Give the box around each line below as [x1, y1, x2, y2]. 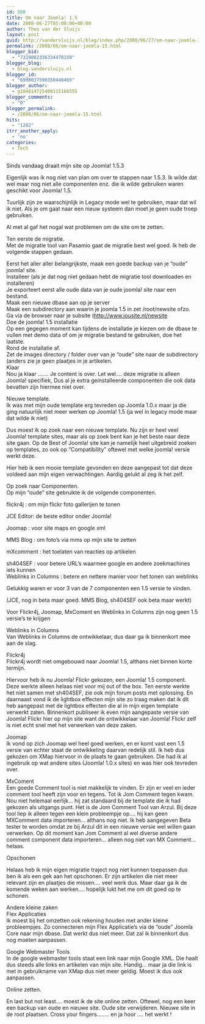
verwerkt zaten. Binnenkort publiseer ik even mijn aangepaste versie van [6, 709, 189, 716]
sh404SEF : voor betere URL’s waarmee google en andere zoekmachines [6, 560, 190, 567]
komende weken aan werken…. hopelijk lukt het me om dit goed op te [6, 885, 181, 893]
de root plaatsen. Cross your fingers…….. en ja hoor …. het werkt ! [6, 1011, 172, 1018]
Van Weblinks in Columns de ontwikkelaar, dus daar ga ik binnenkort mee [6, 633, 191, 640]
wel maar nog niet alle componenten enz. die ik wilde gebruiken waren [6, 180, 184, 187]
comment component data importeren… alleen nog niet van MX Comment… [6, 835, 196, 843]
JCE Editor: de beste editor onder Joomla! [6, 512, 112, 519]
